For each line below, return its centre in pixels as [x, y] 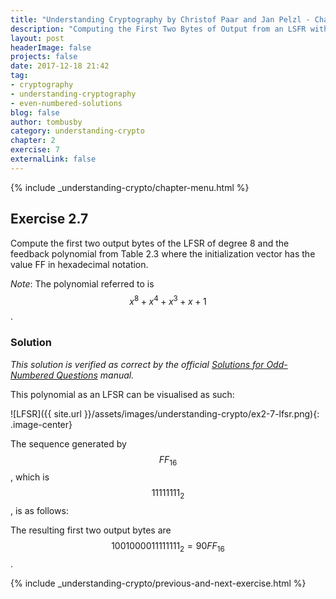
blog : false [35, 112]
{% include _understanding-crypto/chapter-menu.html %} [130, 187]
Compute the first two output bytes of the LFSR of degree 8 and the [150, 243]
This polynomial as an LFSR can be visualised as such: [122, 394]
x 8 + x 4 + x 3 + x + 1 [168, 300]
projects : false [44, 57]
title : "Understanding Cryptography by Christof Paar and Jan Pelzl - [160, 19]
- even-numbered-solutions [66, 103]
